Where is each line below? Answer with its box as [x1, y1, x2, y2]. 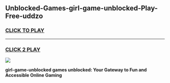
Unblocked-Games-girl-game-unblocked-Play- [5, 4, 158, 13]
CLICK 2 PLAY [5, 46, 40, 53]
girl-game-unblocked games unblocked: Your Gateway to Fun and [5, 66, 147, 72]
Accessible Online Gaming [5, 72, 62, 78]
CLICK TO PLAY [5, 27, 45, 34]
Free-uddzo [5, 12, 43, 21]
